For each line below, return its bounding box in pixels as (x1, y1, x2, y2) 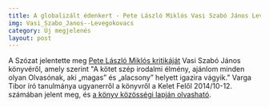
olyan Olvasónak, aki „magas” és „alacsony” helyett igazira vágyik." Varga (8, 73, 252, 82)
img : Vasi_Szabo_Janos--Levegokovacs (8, 19, 134, 27)
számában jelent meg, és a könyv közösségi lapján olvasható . (8, 89, 212, 100)
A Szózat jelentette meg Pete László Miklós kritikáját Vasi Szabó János (8, 56, 242, 65)
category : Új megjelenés (8, 26, 91, 34)
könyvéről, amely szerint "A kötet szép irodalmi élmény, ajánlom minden (8, 65, 245, 74)
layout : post (8, 34, 52, 42)
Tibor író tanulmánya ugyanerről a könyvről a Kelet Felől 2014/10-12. (8, 81, 233, 91)
